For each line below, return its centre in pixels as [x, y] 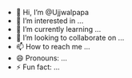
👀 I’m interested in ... [50, 21]
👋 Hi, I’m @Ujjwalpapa [52, 12]
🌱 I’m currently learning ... [58, 29]
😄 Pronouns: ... [42, 58]
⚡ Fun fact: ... [38, 67]
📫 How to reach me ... [53, 47]
